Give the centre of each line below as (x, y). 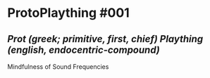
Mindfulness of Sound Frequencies (58, 67)
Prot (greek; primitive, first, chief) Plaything (105, 39)
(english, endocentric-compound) (84, 50)
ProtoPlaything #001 (69, 13)
